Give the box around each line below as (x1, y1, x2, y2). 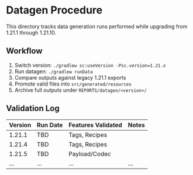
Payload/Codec (68, 150, 111, 158)
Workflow (6, 46, 43, 56)
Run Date (37, 121, 63, 129)
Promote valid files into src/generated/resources (14, 80, 132, 87)
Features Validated (68, 121, 123, 129)
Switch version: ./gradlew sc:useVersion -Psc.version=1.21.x (14, 61, 166, 68)
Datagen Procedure (6, 4, 103, 17)
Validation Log (6, 104, 60, 114)
